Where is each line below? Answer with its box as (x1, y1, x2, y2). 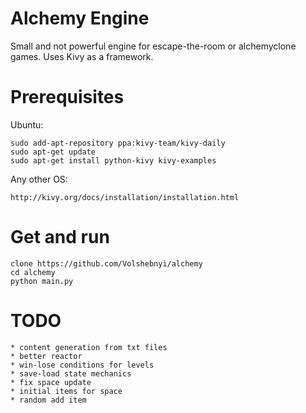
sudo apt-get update (10, 147, 97, 157)
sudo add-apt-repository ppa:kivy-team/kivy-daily (10, 138, 226, 148)
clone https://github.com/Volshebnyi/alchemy (10, 258, 203, 269)
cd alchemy (10, 267, 56, 277)
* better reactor (10, 351, 83, 361)
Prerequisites (10, 86, 125, 109)
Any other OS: (10, 173, 68, 185)
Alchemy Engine (10, 7, 150, 30)
